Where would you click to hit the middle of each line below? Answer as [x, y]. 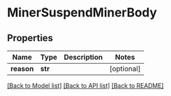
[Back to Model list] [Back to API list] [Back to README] [85, 86]
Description [83, 57]
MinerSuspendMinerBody [82, 13]
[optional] [125, 69]
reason [22, 69]
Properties [30, 38]
